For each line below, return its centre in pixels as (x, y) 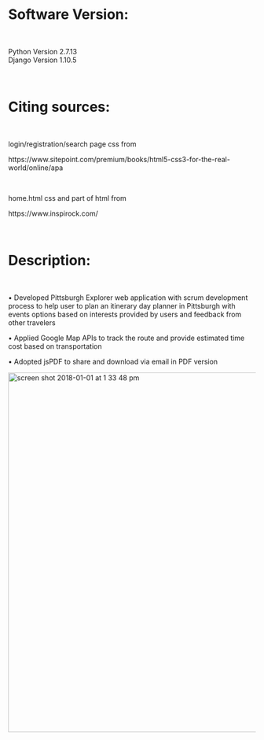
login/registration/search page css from (72, 144)
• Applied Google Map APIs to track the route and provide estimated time (126, 338)
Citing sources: (59, 107)
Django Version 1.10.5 (42, 60)
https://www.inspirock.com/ (53, 213)
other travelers (32, 322)
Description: (49, 261)
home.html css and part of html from (68, 198)
